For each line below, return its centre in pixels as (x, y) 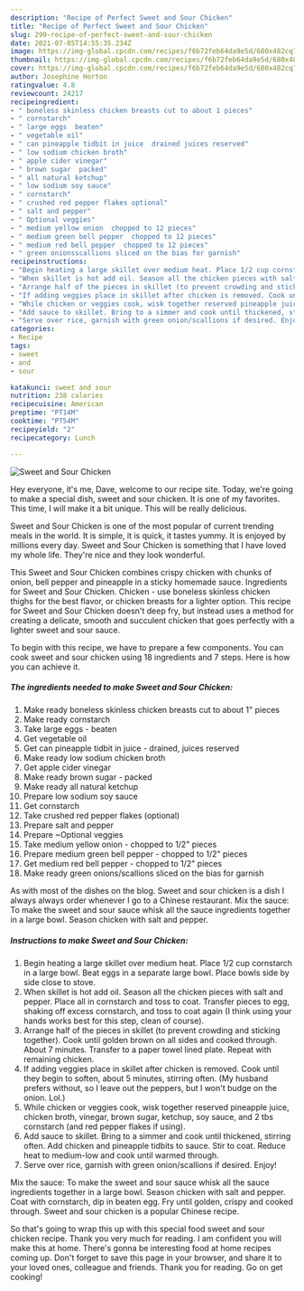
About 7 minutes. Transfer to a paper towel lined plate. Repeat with (147, 1049)
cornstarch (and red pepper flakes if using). (104, 1126)
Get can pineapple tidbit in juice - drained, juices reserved (131, 748)
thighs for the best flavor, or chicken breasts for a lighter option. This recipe (151, 601)
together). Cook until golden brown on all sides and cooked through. (150, 1040)
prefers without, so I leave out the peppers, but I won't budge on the (150, 1088)
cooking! (27, 1277)
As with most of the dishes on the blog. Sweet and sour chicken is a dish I (147, 891)
